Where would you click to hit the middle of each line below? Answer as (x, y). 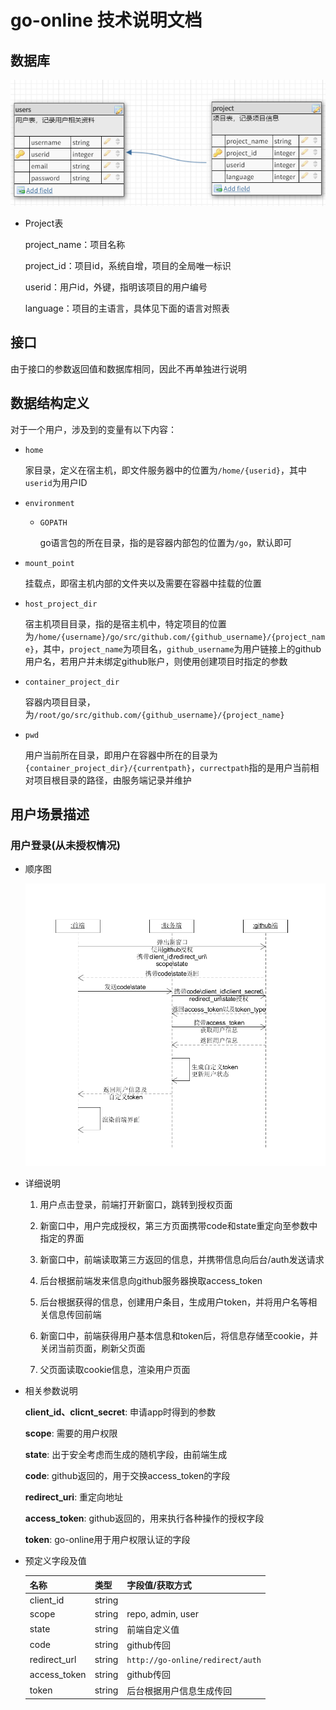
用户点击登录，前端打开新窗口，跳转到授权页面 (136, 1205)
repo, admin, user (162, 1614)
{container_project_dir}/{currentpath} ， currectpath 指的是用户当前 (167, 767)
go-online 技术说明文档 (106, 20)
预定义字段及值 (55, 1561)
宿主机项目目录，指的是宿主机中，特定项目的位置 (125, 623)
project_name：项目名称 (75, 245)
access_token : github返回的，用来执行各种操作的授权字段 (144, 1518)
